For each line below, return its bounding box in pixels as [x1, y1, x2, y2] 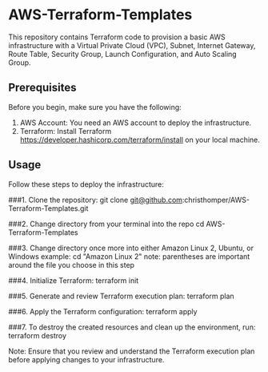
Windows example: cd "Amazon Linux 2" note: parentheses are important [8, 251, 250, 261]
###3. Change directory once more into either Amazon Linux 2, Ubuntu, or [8, 243, 254, 253]
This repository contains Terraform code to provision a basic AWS [8, 32, 226, 42]
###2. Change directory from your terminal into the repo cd [8, 219, 205, 228]
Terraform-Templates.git [8, 203, 89, 213]
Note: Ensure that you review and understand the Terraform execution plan [8, 346, 255, 356]
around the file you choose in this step [8, 260, 134, 269]
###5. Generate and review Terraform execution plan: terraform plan [8, 291, 234, 301]
